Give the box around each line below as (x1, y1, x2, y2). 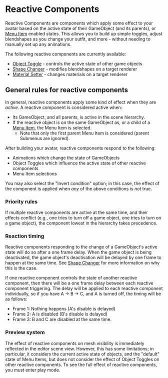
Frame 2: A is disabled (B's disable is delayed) (12, 311, 107, 317)
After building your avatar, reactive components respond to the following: (5, 145, 156, 151)
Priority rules (5, 198, 38, 205)
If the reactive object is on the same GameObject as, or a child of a (12, 119, 150, 125)
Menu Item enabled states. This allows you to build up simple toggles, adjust (5, 30, 162, 36)
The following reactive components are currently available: (5, 51, 126, 57)
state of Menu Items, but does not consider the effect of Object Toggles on (5, 356, 159, 362)
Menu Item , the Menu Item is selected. (12, 124, 91, 130)
